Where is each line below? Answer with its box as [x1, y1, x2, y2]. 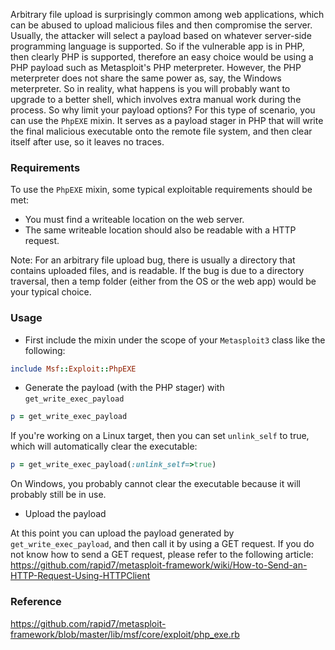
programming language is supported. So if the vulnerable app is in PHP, [10, 40, 305, 52]
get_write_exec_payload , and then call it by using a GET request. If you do [10, 538, 315, 550]
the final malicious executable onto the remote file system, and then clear [10, 125, 313, 137]
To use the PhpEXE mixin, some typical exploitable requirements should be [10, 184, 313, 196]
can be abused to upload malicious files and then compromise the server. [10, 19, 313, 31]
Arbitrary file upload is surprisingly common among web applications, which [10, 9, 325, 20]
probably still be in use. [10, 489, 107, 501]
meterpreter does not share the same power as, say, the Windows [10, 72, 282, 84]
